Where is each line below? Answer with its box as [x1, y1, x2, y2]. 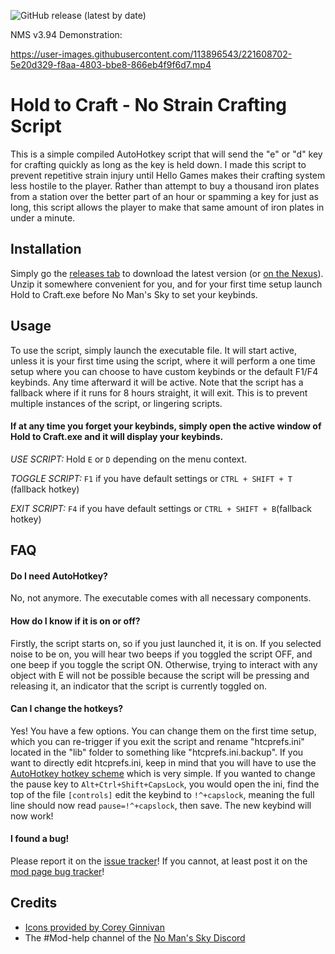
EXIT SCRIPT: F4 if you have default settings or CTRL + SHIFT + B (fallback [10, 502, 313, 514]
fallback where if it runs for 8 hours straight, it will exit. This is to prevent [10, 386, 308, 399]
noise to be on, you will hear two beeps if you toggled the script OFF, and [10, 648, 313, 660]
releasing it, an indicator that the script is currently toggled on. [10, 680, 268, 692]
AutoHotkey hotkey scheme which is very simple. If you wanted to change [10, 767, 316, 779]
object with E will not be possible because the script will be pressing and [10, 669, 310, 681]
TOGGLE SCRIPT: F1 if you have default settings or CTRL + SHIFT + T [10, 472, 293, 484]
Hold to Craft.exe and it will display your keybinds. [10, 431, 224, 443]
